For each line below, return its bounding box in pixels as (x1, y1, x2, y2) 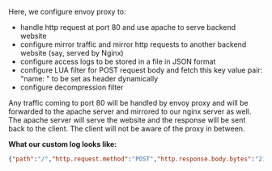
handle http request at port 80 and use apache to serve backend (19, 23, 236, 31)
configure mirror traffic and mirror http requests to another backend (19, 40, 247, 49)
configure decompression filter (19, 82, 124, 92)
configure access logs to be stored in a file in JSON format (19, 56, 216, 66)
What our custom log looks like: (8, 140, 117, 148)
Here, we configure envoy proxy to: (8, 7, 127, 16)
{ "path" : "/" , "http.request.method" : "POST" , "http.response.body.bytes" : (8, 155, 255, 163)
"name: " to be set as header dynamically (19, 74, 159, 83)
